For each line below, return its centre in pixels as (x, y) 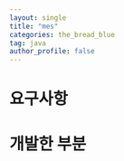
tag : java (28, 43)
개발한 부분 (48, 143)
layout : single (38, 18)
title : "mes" (34, 26)
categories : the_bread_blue (62, 34)
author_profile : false (52, 52)
